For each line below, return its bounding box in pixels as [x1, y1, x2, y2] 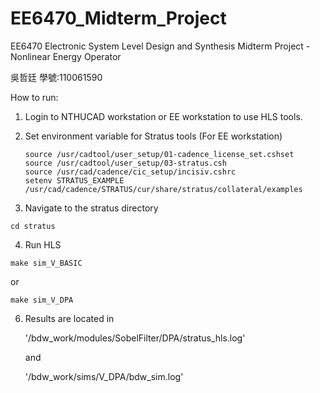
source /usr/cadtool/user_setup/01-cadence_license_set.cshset [24, 149, 295, 159]
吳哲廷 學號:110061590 [10, 71, 103, 83]
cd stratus [10, 221, 56, 231]
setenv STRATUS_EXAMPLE [24, 175, 125, 186]
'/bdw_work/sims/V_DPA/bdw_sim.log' [24, 370, 184, 382]
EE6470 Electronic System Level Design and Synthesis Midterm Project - [10, 40, 311, 52]
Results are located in [24, 312, 115, 324]
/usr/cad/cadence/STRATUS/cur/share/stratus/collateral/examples [24, 184, 303, 194]
